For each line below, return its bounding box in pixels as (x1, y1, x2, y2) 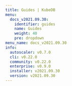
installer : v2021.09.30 (10, 69, 60, 74)
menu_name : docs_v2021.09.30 (5, 40, 67, 46)
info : (5, 45, 17, 50)
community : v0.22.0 (10, 59, 51, 64)
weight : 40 (14, 31, 38, 36)
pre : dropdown (14, 36, 44, 41)
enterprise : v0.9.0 (10, 64, 51, 69)
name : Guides (14, 26, 42, 31)
